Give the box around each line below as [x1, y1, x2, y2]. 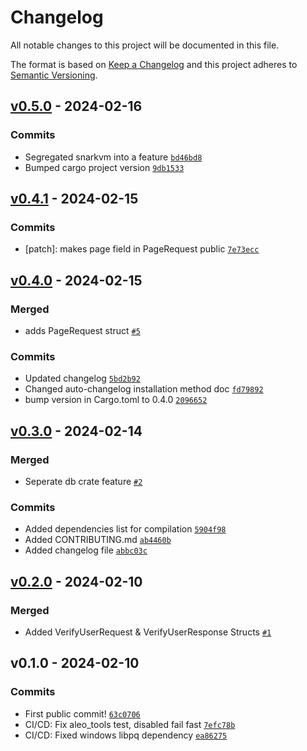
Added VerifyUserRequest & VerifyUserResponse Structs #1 [24, 626, 272, 638]
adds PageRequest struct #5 [24, 325, 141, 336]
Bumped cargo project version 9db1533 [24, 161, 185, 173]
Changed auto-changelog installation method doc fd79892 [24, 383, 264, 395]
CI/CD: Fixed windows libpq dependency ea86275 [24, 729, 228, 741]
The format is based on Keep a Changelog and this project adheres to [10, 58, 298, 70]
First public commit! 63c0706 [24, 707, 141, 720]
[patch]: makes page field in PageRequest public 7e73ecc [24, 243, 260, 255]
